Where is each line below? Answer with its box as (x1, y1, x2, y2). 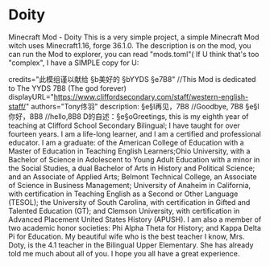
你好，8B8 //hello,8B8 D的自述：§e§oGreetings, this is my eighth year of (8, 111, 249, 121)
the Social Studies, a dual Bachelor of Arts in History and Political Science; (8, 163, 255, 173)
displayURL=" (8, 92, 54, 101)
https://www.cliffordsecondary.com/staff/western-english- (53, 92, 249, 101)
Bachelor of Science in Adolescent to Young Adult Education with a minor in (8, 154, 260, 164)
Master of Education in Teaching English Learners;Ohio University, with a (8, 146, 251, 156)
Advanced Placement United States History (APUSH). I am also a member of (8, 215, 262, 224)
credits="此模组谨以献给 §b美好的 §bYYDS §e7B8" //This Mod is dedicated (8, 74, 256, 84)
